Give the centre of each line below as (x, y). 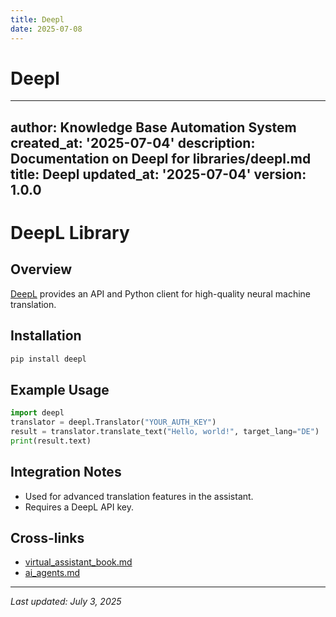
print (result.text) (51, 441)
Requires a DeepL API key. (79, 507)
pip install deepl (48, 359)
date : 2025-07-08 (46, 29)
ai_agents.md (52, 573)
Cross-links (47, 538)
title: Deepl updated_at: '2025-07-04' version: (158, 174)
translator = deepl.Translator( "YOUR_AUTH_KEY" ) (113, 422)
